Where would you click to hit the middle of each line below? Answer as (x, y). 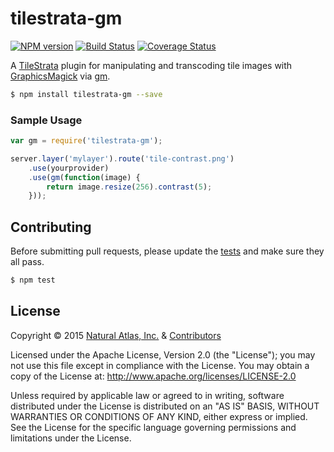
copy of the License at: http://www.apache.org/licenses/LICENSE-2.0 (153, 376)
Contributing (51, 227)
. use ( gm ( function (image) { (84, 177)
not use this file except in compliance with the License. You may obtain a (160, 365)
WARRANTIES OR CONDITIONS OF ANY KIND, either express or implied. (159, 416)
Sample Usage (46, 120)
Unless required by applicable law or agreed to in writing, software (147, 395)
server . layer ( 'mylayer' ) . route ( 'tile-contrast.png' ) (122, 158)
